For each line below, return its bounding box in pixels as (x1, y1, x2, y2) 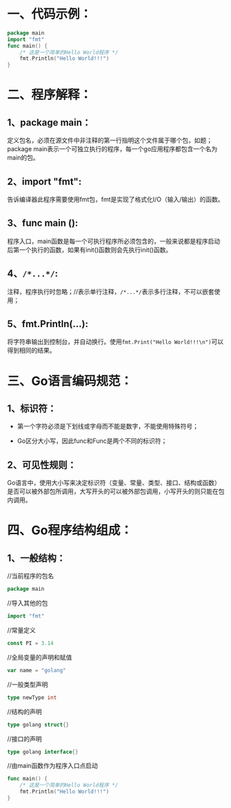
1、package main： (7, 117, 92, 128)
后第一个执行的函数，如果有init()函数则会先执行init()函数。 (7, 246, 172, 254)
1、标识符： (7, 403, 57, 415)
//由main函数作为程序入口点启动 (7, 762, 98, 770)
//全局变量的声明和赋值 (7, 653, 72, 661)
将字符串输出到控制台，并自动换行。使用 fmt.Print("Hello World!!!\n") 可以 (7, 337, 224, 346)
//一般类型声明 (7, 680, 48, 689)
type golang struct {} (7, 721, 70, 728)
